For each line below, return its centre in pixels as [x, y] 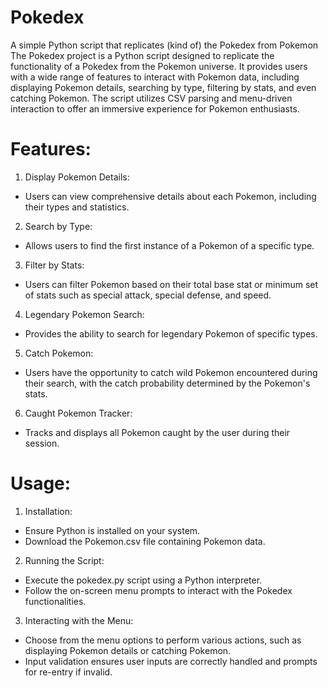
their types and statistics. [77, 207]
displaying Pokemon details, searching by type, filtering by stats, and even [163, 87]
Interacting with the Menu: [79, 620]
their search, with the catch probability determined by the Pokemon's [167, 383]
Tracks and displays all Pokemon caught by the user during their [157, 432]
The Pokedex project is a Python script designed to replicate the [142, 55]
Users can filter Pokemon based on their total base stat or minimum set [171, 284]
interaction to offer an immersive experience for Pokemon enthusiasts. [155, 108]
